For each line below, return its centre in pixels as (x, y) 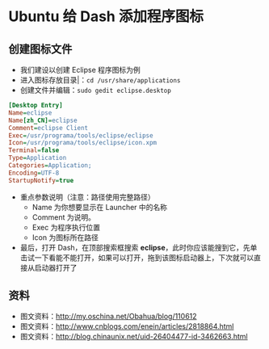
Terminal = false (34, 150)
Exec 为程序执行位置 (66, 227)
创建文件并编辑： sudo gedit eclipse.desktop (95, 90)
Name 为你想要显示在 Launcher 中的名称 (100, 207)
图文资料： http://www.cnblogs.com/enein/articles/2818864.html (127, 326)
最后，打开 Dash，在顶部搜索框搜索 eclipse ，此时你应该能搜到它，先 (135, 247)
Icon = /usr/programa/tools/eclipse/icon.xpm (83, 143)
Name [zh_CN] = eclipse (43, 120)
